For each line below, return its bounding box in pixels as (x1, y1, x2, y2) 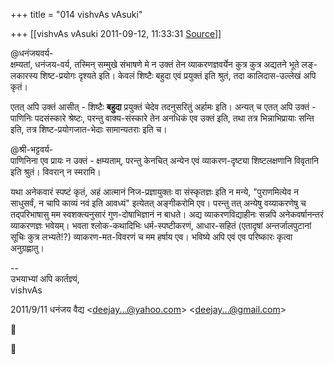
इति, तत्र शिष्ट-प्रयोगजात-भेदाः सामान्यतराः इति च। (10, 124, 168, 135)
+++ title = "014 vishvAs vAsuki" (10, 9, 143, 20)
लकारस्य (10, 70, 38, 81)
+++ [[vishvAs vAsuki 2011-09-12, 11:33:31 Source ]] (10, 28, 222, 39)
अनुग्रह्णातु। (10, 242, 45, 254)
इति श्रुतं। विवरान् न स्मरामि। (10, 166, 102, 178)
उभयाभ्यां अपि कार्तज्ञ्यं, (10, 273, 80, 284)
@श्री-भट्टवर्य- (10, 144, 54, 155)
